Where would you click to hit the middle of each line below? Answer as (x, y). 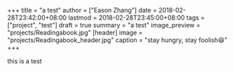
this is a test (25, 61)
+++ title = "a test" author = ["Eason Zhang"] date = (82, 10)
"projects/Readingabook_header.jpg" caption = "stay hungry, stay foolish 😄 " (117, 40)
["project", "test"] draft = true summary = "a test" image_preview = (104, 25)
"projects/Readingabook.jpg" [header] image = (75, 32)
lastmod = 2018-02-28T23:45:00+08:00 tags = (137, 18)
